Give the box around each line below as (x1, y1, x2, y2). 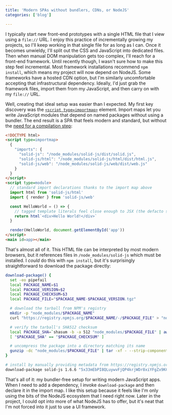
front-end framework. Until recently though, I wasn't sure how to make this (5, 58, 163, 64)
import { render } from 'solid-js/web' (10, 195, 95, 200)
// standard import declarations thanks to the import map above (10, 185, 153, 191)
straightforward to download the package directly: (5, 262, 111, 269)
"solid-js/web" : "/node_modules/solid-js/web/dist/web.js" (18, 161, 147, 166)
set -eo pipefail (10, 277, 47, 282)
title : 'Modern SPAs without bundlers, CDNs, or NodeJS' (5, 7, 130, 13)
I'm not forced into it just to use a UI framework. (5, 404, 106, 410)
